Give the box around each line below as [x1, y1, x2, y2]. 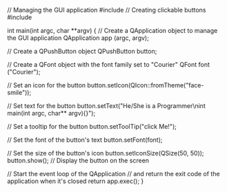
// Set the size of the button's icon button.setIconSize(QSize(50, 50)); [7, 149, 205, 157]
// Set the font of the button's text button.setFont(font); [7, 136, 163, 144]
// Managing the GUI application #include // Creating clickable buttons [7, 6, 206, 14]
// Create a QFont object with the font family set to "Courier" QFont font [7, 61, 210, 68]
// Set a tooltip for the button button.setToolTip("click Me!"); [7, 122, 177, 130]
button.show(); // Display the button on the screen [7, 156, 150, 164]
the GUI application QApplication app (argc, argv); [7, 34, 150, 42]
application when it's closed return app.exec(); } [7, 177, 144, 185]
